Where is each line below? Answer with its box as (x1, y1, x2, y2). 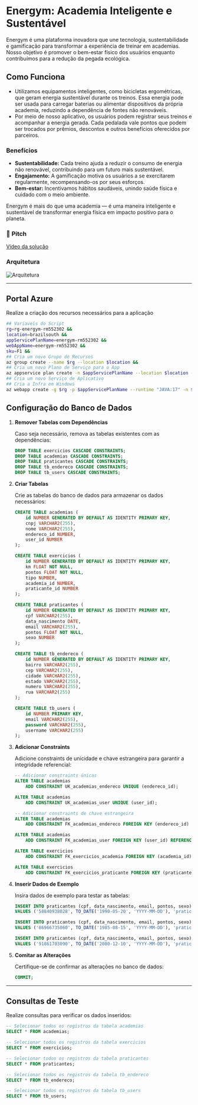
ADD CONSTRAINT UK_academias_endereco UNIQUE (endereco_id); (25, 784, 179, 790)
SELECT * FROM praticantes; (6, 1061, 75, 1067)
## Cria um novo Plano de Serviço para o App (6, 364, 120, 371)
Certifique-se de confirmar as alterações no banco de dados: (14, 963, 164, 970)
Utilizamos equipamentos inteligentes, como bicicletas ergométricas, (14, 87, 183, 95)
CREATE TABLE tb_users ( (14, 706, 76, 712)
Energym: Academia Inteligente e (6, 4, 173, 18)
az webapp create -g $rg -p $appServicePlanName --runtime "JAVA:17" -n (6, 386, 189, 393)
